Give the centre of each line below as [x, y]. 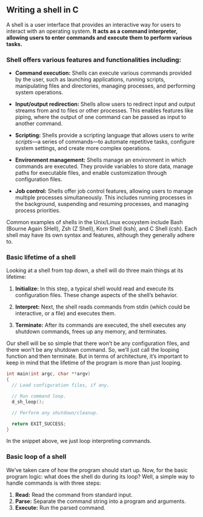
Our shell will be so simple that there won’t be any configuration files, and [98, 343]
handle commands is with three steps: [54, 483]
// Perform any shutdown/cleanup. [55, 413]
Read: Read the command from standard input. [74, 495]
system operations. [39, 92]
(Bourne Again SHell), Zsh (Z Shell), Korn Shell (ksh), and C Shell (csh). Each [102, 229]
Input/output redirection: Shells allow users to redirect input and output [105, 104]
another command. [39, 123]
